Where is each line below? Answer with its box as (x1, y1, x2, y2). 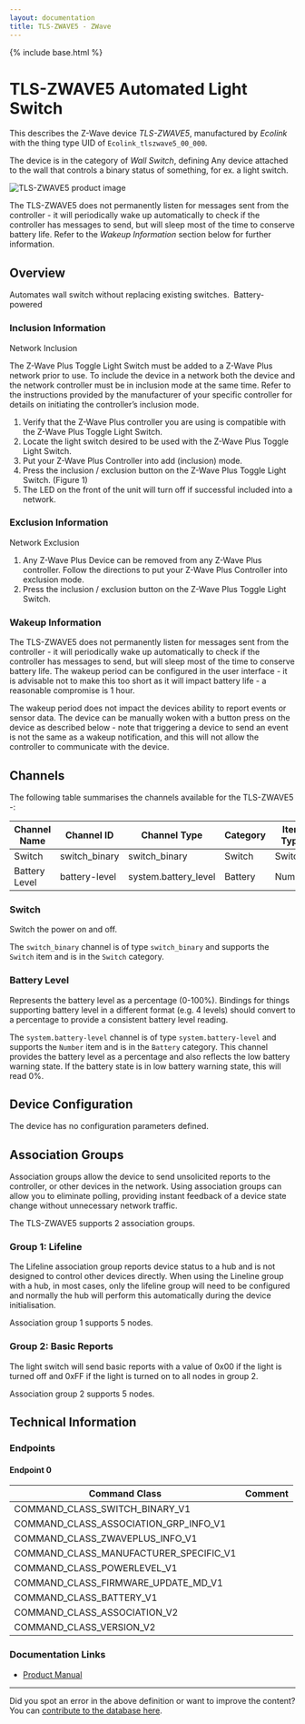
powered (9, 299, 43, 310)
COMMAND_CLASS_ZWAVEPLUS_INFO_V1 (14, 1532, 198, 1545)
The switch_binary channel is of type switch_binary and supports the (9, 942, 270, 953)
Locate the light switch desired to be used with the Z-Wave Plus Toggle (22, 436, 289, 447)
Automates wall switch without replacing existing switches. (9, 289, 230, 300)
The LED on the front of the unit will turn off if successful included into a (22, 484, 293, 495)
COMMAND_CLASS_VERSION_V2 (14, 1621, 156, 1634)
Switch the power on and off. (9, 924, 118, 935)
